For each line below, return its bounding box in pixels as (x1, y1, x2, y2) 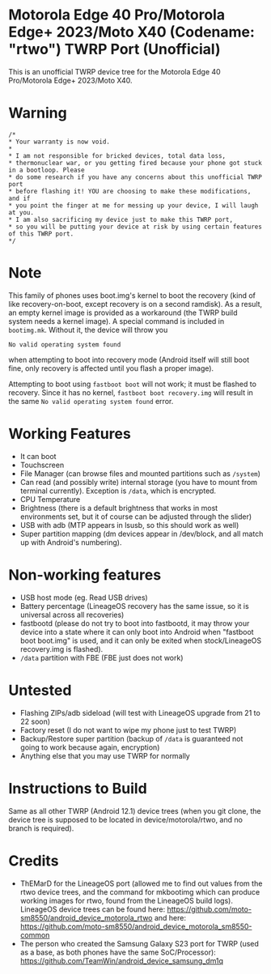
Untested (8, 681, 72, 700)
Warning (8, 104, 67, 122)
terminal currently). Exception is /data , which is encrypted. (19, 486, 217, 496)
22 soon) (19, 717, 51, 726)
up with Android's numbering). (19, 537, 122, 547)
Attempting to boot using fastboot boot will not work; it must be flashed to (8, 379, 257, 389)
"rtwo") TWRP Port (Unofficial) (8, 40, 221, 58)
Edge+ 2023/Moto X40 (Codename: (8, 23, 255, 41)
